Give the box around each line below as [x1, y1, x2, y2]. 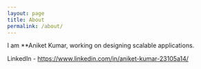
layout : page [7, 10, 45, 17]
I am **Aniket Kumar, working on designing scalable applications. [7, 42, 195, 50]
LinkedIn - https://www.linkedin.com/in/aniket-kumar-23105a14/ [7, 55, 189, 63]
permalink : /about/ [7, 23, 64, 29]
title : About [7, 16, 45, 23]
